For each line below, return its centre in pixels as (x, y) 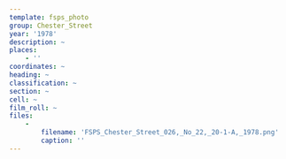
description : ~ (37, 42)
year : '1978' (33, 34)
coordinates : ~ (37, 67)
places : (23, 50)
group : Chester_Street (51, 26)
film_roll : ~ (33, 108)
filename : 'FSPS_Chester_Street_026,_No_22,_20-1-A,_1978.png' (160, 132)
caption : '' (63, 140)
